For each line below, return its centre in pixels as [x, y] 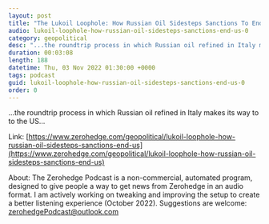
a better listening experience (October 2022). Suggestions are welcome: [128, 203]
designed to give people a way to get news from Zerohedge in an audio [126, 186]
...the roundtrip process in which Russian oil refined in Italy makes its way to [134, 113]
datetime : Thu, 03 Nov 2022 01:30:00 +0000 [82, 68]
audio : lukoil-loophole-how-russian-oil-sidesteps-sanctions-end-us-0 [128, 30]
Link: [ [19, 137]
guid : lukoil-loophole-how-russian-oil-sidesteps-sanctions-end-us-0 [127, 82]
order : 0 [23, 90]
